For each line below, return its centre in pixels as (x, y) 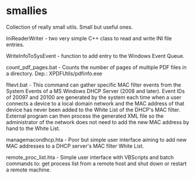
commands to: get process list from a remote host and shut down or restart (96, 163)
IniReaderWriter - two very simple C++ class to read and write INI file (89, 38)
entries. (15, 44)
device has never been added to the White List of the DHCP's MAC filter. (93, 109)
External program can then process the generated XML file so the (85, 116)
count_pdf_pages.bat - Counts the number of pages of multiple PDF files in (96, 67)
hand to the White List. (33, 128)
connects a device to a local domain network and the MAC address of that (95, 103)
